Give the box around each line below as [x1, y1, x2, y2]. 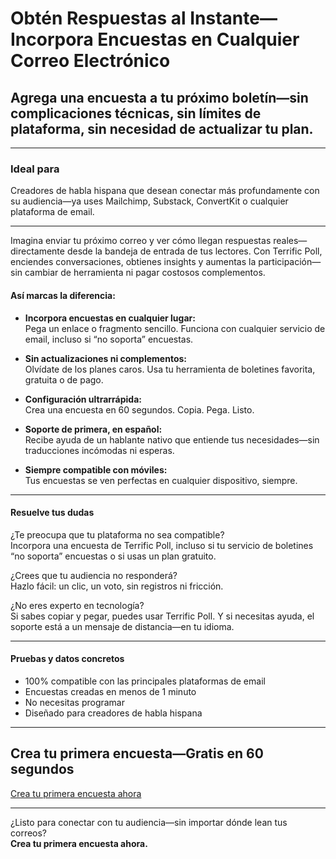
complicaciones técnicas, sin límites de [10, 105, 262, 122]
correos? [10, 827, 48, 839]
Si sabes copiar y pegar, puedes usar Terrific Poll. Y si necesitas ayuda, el [10, 610, 315, 622]
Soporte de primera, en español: [24, 423, 163, 435]
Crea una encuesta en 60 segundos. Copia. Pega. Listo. [24, 403, 255, 416]
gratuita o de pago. [24, 373, 104, 386]
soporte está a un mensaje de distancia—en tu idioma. [10, 620, 235, 632]
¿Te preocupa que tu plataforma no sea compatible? [10, 528, 225, 541]
